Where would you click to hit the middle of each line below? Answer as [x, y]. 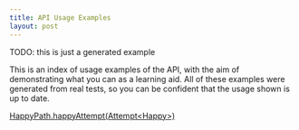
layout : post [34, 26]
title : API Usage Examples [60, 18]
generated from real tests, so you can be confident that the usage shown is [149, 88]
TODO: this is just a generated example [82, 51]
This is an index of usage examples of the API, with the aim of [125, 70]
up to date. [29, 98]
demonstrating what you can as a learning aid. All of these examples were [147, 79]
